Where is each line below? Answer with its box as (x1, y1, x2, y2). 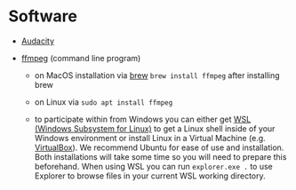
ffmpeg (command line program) (20, 52, 141, 63)
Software (8, 6, 77, 27)
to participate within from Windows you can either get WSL (34, 114, 252, 124)
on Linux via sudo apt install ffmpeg (34, 96, 173, 107)
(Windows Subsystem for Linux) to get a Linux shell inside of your (34, 123, 276, 134)
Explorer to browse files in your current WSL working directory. (34, 170, 266, 181)
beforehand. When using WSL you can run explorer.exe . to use (34, 161, 273, 171)
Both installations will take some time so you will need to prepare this (34, 151, 287, 162)
